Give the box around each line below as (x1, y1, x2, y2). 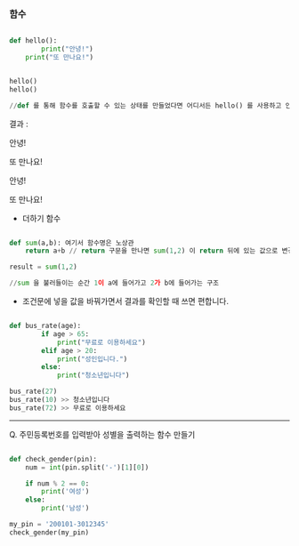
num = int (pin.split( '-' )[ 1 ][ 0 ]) (25, 462, 149, 472)
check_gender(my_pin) (9, 527, 90, 537)
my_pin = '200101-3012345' (9, 520, 109, 529)
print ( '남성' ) (41, 504, 90, 513)
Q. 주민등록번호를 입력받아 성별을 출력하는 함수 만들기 (9, 429, 196, 439)
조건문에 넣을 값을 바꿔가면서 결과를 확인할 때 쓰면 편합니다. (21, 296, 230, 307)
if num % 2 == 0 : (25, 478, 90, 488)
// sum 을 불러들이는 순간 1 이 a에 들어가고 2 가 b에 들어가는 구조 (9, 278, 220, 288)
